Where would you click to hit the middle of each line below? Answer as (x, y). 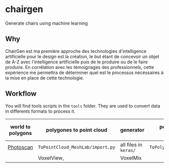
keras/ (128, 150)
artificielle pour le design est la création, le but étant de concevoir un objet (82, 56)
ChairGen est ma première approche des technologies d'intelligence (76, 51)
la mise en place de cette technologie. (45, 78)
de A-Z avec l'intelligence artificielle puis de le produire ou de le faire (77, 62)
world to (20, 127)
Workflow (21, 94)
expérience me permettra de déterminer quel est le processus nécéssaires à (84, 72)
